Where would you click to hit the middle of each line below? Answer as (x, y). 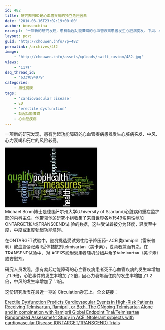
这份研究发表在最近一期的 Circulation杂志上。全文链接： (62, 292)
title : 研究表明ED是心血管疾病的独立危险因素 (46, 15)
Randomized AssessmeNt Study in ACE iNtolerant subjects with (69, 317)
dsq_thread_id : (21, 73)
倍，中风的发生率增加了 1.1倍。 (36, 281)
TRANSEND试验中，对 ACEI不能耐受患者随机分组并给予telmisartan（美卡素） (82, 253)
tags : (11, 93)
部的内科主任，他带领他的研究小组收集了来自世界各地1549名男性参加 (74, 218)
